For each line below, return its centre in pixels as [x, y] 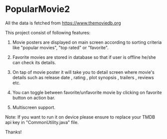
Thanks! [13, 132]
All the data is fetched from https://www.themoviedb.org [63, 23]
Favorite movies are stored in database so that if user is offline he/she [84, 57]
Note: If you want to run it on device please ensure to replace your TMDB [80, 117]
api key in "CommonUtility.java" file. [42, 122]
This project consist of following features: [48, 32]
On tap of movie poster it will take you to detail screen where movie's [83, 72]
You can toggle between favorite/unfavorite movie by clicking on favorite [87, 92]
